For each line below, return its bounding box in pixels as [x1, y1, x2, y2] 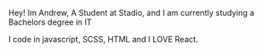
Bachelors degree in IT [8, 17, 92, 27]
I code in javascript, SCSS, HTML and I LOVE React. [8, 34, 199, 44]
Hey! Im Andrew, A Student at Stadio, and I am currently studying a [8, 8, 255, 18]
